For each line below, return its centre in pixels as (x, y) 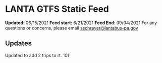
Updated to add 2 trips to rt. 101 (37, 55)
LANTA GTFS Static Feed (57, 9)
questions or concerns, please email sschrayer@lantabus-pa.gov (72, 28)
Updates (19, 44)
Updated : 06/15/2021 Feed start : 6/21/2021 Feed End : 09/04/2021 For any (81, 23)
